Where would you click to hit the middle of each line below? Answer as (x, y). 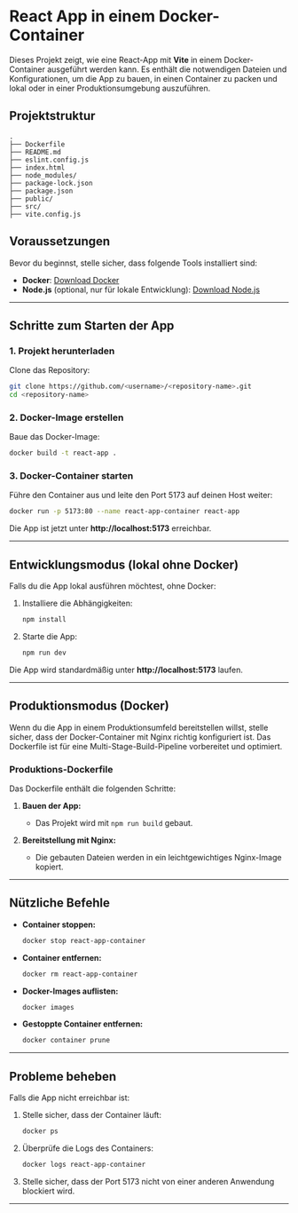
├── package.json (41, 191)
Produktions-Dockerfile (61, 769)
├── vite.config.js (45, 214)
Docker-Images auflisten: (70, 991)
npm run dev (44, 653)
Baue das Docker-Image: (55, 437)
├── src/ (25, 206)
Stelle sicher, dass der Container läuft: (92, 1115)
